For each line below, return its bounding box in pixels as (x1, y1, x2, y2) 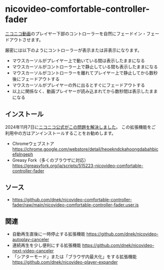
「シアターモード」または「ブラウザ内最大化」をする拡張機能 (12, 254, 137, 260)
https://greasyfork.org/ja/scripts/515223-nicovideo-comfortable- (12, 163, 143, 169)
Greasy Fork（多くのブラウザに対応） (12, 157, 89, 163)
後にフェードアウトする (12, 76, 60, 82)
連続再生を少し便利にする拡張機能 (12, 243, 81, 248)
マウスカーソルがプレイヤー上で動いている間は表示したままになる (12, 57, 145, 63)
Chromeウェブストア (12, 141, 55, 147)
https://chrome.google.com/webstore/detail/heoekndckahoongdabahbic (12, 146, 159, 152)
